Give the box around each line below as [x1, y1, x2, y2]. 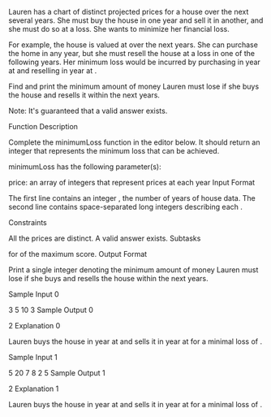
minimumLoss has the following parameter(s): [8, 162, 161, 172]
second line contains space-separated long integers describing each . [8, 202, 243, 211]
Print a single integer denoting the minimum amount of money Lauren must [8, 265, 259, 275]
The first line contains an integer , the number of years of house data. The [8, 193, 256, 202]
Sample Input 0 [8, 289, 59, 299]
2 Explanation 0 [8, 321, 61, 330]
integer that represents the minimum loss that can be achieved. [8, 146, 220, 155]
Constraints [8, 218, 47, 227]
